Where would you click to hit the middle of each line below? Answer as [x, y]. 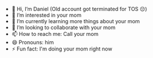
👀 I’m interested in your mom [46, 15]
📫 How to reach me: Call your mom [55, 34]
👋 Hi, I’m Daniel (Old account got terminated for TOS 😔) [79, 9]
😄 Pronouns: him [33, 42]
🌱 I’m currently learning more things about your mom [76, 21]
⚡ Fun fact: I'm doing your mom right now [62, 49]
